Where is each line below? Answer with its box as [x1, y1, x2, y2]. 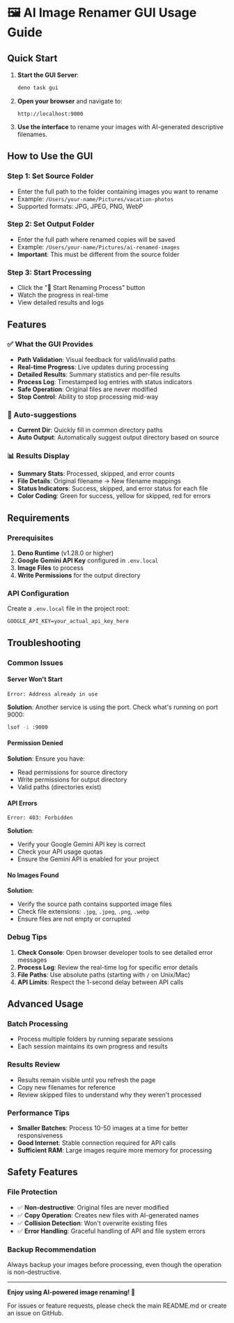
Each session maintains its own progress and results [17, 1042, 169, 1051]
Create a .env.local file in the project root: [7, 604, 130, 613]
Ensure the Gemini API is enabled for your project [17, 855, 159, 863]
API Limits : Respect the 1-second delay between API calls [17, 978, 184, 986]
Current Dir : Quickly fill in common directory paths [17, 426, 163, 434]
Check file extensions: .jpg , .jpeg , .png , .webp [17, 907, 150, 916]
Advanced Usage [7, 998, 84, 1010]
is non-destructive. [7, 1268, 62, 1276]
